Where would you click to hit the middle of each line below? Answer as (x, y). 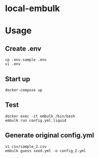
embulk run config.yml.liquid (36, 120)
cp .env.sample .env (26, 60)
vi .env (13, 64)
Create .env (23, 48)
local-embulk (32, 9)
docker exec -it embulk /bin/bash (40, 116)
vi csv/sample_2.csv (26, 146)
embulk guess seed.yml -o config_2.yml (46, 151)
